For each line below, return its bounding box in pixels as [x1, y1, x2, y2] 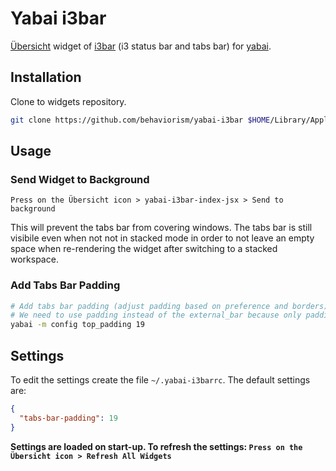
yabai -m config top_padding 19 [10, 320, 145, 330]
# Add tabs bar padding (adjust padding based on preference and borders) [10, 301, 329, 311]
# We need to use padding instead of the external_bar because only [10, 310, 302, 321]
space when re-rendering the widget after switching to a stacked [10, 243, 278, 255]
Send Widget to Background [10, 172, 150, 186]
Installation [10, 69, 82, 86]
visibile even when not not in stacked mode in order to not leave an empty [10, 232, 315, 244]
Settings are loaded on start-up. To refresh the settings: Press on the [10, 440, 303, 452]
